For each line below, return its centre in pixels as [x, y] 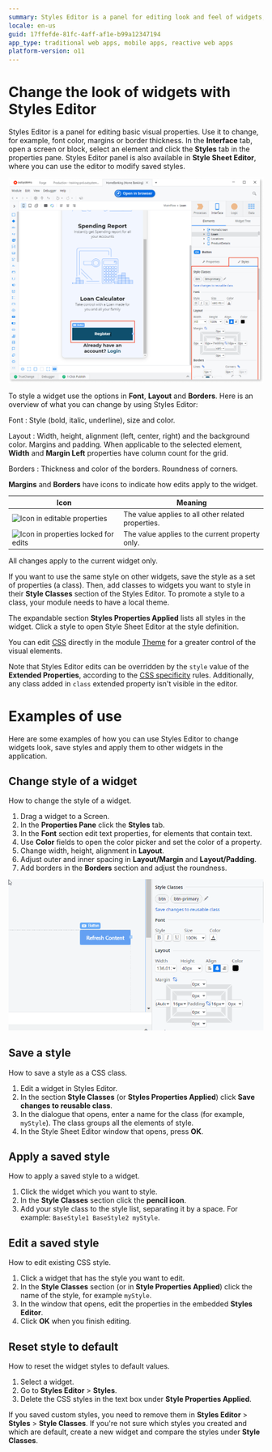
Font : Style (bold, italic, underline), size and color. [92, 420]
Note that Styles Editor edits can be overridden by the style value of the [129, 666]
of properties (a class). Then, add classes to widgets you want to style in [130, 585]
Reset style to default [64, 1346]
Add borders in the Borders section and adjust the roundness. [123, 868]
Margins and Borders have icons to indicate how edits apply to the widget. [133, 485]
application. [28, 756]
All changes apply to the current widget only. [83, 560]
